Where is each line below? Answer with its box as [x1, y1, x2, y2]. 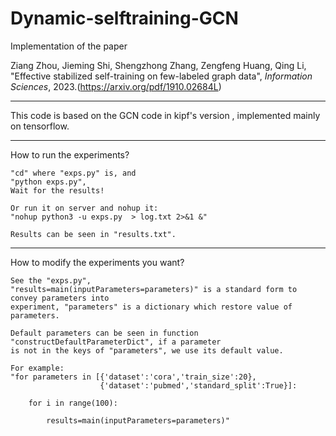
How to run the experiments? [10, 148, 130, 161]
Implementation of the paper [10, 40, 128, 52]
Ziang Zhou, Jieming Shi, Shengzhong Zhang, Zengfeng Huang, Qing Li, [10, 59, 307, 71]
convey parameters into [10, 293, 110, 303]
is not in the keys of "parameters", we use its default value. [10, 345, 284, 356]
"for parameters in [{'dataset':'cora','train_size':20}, [10, 372, 257, 382]
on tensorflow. [10, 120, 70, 132]
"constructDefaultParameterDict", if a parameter [10, 337, 222, 347]
